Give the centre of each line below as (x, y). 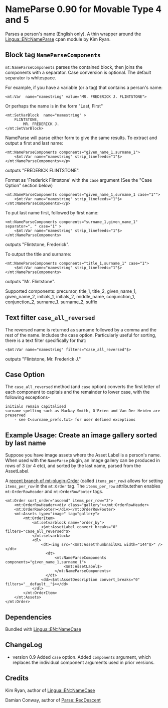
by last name (26, 443)
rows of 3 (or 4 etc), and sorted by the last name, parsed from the (73, 466)
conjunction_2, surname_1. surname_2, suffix (51, 302)
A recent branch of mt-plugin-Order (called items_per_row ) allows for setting (84, 481)
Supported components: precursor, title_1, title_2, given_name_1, (71, 291)
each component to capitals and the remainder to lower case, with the (77, 392)
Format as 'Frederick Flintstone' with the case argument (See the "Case (78, 180)
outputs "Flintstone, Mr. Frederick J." (43, 359)
